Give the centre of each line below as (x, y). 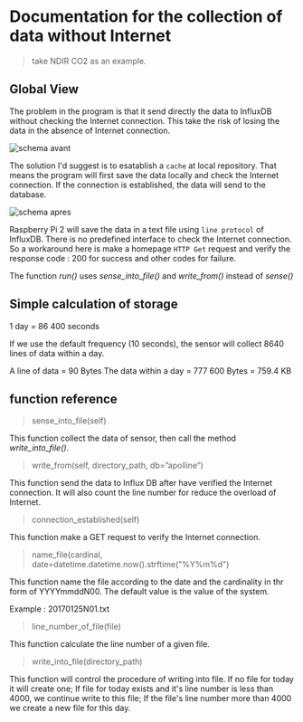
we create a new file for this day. (70, 708)
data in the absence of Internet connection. (90, 130)
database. (28, 194)
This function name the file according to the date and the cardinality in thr (147, 582)
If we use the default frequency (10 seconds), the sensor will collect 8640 (147, 343)
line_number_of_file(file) (76, 627)
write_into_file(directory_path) (87, 661)
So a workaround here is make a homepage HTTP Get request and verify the (150, 248)
